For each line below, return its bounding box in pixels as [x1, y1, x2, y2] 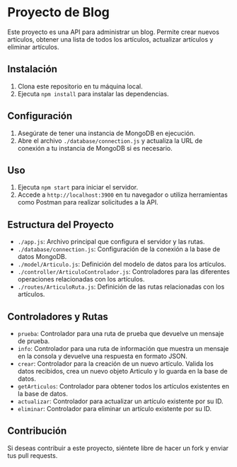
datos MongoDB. [17, 253, 67, 261]
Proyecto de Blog [7, 4, 110, 21]
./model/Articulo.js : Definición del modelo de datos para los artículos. [17, 260, 226, 269]
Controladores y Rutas [7, 311, 108, 323]
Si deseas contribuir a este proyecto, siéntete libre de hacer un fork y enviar [7, 444, 229, 452]
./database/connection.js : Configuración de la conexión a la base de [17, 245, 221, 253]
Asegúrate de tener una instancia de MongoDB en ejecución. [17, 129, 196, 137]
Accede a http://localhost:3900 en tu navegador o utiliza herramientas [17, 190, 228, 199]
